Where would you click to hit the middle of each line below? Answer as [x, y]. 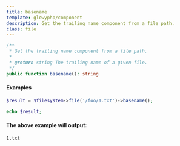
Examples [19, 88]
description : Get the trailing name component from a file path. [90, 23]
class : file [21, 29]
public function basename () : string [52, 74]
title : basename [27, 12]
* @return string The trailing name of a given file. [78, 62]
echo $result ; [24, 111]
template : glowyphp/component [45, 18]
